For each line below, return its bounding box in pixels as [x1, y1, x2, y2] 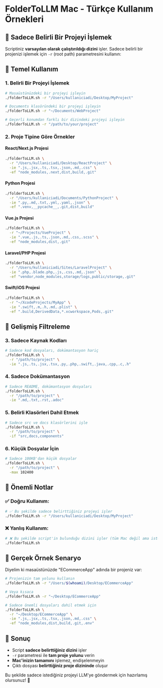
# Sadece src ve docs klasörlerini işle [5, 420, 88, 425]
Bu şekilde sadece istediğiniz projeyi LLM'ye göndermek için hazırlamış [5, 672, 148, 678]
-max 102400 [9, 470, 34, 475]
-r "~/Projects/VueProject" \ [9, 230, 70, 235]
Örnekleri [5, 14, 44, 25]
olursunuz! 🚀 [5, 677, 31, 683]
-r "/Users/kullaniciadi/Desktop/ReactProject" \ [9, 160, 112, 166]
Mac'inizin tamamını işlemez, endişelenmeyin [12, 657, 104, 663]
